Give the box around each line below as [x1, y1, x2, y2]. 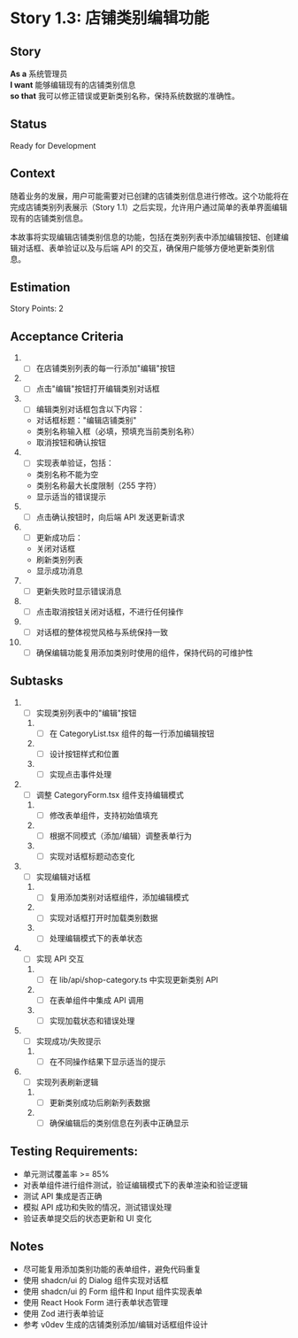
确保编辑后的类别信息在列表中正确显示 [49, 1118, 189, 1128]
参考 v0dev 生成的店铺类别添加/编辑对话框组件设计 [22, 1319, 209, 1329]
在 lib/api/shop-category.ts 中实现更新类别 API [49, 974, 219, 985]
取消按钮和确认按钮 [35, 437, 107, 448]
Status [10, 117, 48, 132]
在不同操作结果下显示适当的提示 [49, 1056, 166, 1067]
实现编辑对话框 [35, 871, 91, 882]
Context [10, 166, 56, 182]
